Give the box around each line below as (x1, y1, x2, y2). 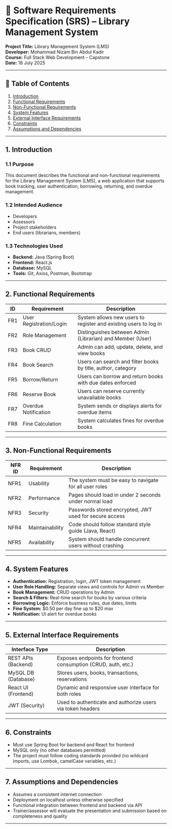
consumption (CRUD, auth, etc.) (57, 661, 134, 668)
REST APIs (8, 655, 33, 662)
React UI (8, 684, 29, 691)
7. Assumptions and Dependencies (5, 778, 119, 786)
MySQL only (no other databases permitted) (12, 747, 106, 753)
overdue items (77, 409, 112, 416)
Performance (28, 494, 60, 501)
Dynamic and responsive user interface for (57, 684, 160, 691)
